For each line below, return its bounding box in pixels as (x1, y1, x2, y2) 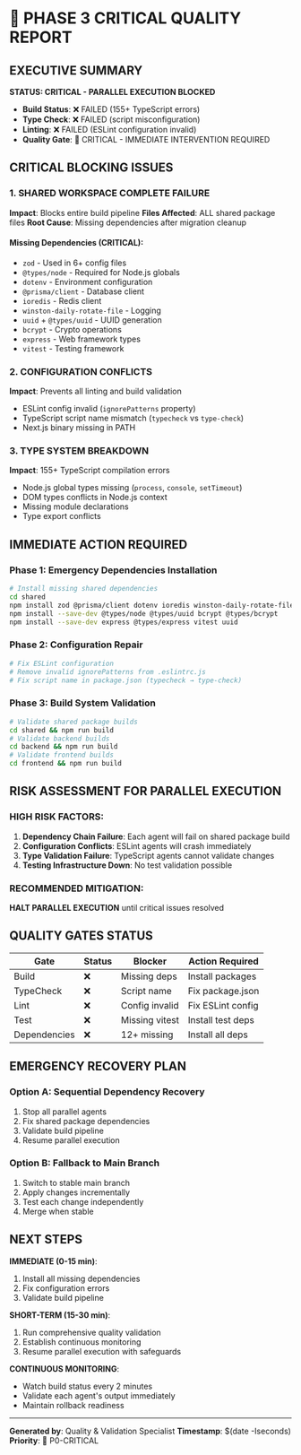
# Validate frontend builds (9, 750, 115, 760)
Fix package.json (187, 984, 260, 997)
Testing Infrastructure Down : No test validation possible (21, 860, 233, 870)
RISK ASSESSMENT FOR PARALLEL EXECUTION (9, 784, 282, 799)
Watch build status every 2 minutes (21, 1381, 153, 1391)
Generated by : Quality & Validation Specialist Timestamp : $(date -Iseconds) (9, 1425, 291, 1436)
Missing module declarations (21, 501, 129, 512)
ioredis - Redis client (21, 295, 102, 306)
